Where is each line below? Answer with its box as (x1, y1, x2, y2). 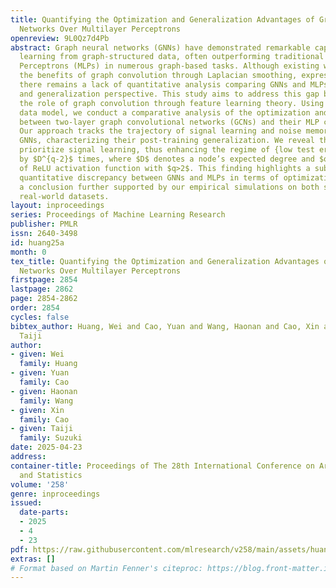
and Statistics (19, 470, 83, 480)
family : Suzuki (19, 433, 83, 443)
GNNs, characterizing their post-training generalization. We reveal (19, 136, 315, 146)
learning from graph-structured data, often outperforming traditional (19, 52, 325, 62)
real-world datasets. (19, 191, 110, 201)
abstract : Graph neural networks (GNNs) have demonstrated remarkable (10, 42, 311, 53)
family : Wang (19, 396, 74, 406)
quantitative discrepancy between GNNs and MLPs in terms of (19, 172, 280, 183)
